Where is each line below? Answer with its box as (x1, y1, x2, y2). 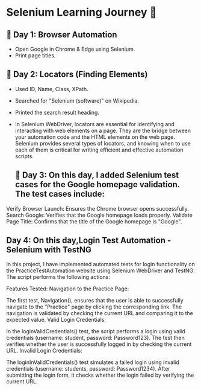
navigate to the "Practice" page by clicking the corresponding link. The (6, 303, 182, 310)
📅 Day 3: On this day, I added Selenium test (14, 170, 179, 181)
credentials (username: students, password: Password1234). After (6, 365, 170, 372)
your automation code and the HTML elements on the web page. (14, 133, 176, 141)
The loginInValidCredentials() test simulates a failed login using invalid (6, 359, 179, 366)
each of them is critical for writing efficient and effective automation (14, 146, 184, 153)
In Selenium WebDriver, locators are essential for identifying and (14, 120, 175, 127)
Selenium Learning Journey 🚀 (6, 5, 157, 19)
